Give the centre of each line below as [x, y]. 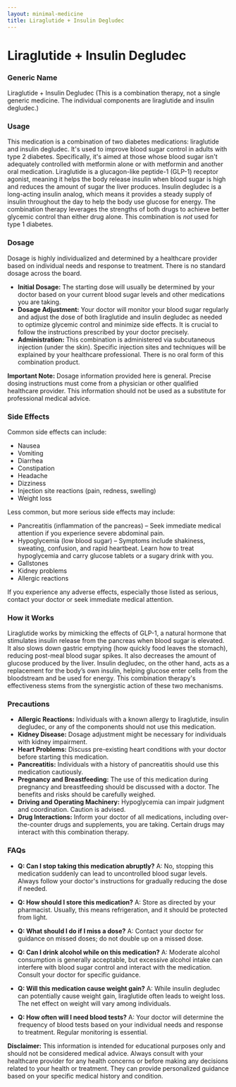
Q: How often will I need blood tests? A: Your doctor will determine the [120, 1017]
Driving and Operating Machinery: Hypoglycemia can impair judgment [121, 802]
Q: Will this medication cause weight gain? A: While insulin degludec [119, 988]
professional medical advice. [49, 398]
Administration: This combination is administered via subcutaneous [116, 339]
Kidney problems [42, 571]
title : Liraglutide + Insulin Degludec [66, 21]
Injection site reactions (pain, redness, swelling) [87, 490]
